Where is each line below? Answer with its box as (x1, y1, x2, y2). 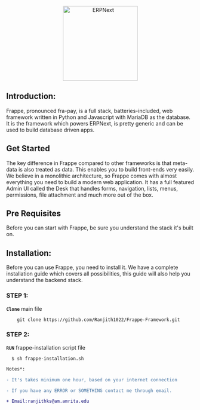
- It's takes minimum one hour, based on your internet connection (6, 377, 178, 383)
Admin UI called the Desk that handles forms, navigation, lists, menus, (6, 185, 178, 192)
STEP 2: (6, 331, 30, 339)
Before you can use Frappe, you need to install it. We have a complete (6, 264, 179, 271)
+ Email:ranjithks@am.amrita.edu (6, 398, 90, 405)
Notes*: (6, 366, 26, 372)
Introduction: (6, 91, 56, 102)
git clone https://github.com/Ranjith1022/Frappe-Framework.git (17, 317, 180, 323)
